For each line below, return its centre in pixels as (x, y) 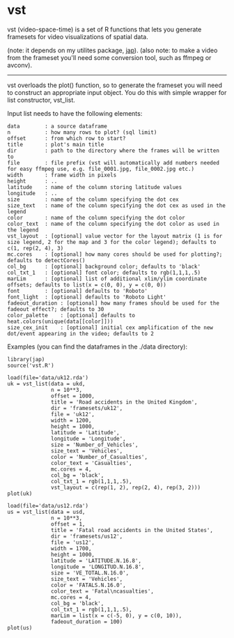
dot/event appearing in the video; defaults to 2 (81, 333)
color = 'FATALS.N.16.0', (89, 585)
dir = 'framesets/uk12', (87, 408)
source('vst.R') (31, 365)
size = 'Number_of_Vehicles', (95, 445)
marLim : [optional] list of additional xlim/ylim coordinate (107, 279)
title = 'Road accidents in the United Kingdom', (124, 402)
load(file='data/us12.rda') (48, 506)
